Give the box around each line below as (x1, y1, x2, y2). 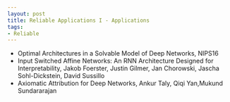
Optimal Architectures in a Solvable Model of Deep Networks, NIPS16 (17, 49, 219, 58)
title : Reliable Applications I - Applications (7, 17, 150, 24)
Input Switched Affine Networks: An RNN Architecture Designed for (17, 57, 214, 65)
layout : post (7, 10, 46, 18)
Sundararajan (17, 87, 57, 95)
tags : (7, 23, 23, 30)
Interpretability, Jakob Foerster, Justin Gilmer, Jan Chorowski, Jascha (17, 64, 220, 72)
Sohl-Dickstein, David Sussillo (17, 72, 105, 80)
